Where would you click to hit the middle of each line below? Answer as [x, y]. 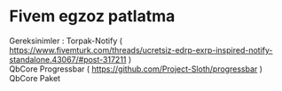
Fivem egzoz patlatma [92, 16]
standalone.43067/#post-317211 [68, 59]
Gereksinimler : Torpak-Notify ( [66, 41]
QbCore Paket [35, 78]
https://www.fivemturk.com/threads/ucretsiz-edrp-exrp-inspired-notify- [141, 49]
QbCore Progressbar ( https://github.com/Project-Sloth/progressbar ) [136, 69]
